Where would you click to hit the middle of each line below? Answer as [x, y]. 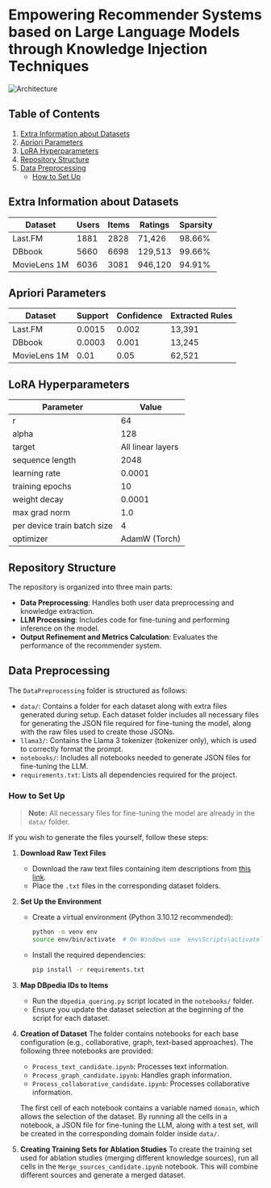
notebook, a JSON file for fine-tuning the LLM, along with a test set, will [139, 1125]
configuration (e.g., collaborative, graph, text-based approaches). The [137, 1042]
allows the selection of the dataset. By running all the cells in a [124, 1116]
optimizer [30, 539]
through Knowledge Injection [108, 49]
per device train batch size [63, 526]
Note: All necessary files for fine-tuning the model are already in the [142, 813]
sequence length [44, 460]
